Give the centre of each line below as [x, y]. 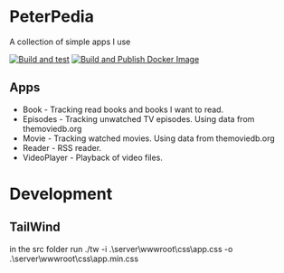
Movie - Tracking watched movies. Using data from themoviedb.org [149, 138]
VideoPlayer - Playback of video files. [92, 157]
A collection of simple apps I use [70, 42]
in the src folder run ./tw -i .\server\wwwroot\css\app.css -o [121, 249]
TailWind [35, 227]
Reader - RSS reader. [62, 147]
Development [61, 194]
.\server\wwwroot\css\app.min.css [74, 259]
